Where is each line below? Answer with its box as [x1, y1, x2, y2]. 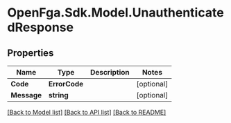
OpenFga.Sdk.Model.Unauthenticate [7, 5, 224, 21]
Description [89, 68, 130, 77]
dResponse [7, 19, 74, 35]
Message [10, 91, 42, 100]
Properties [7, 47, 54, 59]
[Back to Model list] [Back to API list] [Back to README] [7, 108, 166, 116]
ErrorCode [48, 79, 84, 88]
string [48, 91, 69, 100]
